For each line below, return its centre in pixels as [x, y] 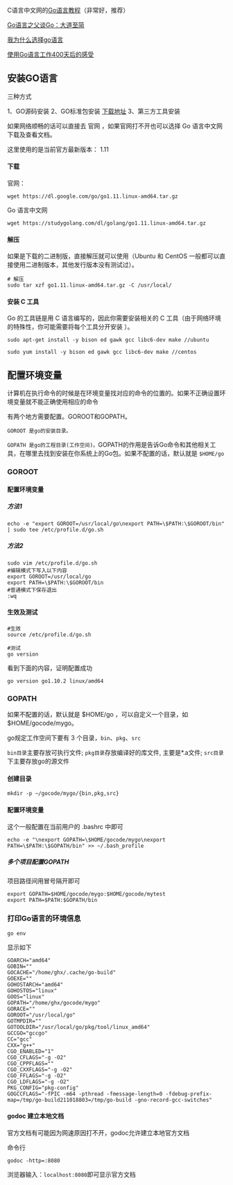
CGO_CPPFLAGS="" [31, 1064]
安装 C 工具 [23, 301]
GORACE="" [21, 1009]
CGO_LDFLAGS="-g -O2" [38, 1082]
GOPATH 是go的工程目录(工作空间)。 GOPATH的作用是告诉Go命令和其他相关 [109, 445]
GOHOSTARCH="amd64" [35, 984]
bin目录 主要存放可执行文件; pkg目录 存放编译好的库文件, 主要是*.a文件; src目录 [115, 753]
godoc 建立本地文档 [36, 1116]
